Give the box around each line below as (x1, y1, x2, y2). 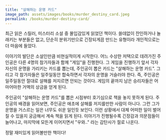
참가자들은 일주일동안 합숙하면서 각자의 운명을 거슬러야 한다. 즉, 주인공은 (19, 72, 160, 78)
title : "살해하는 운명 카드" (5, 7, 57, 12)
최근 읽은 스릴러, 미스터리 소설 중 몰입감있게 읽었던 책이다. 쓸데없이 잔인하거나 (5, 31, 156, 36)
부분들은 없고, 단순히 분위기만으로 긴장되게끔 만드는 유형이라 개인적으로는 (18, 36, 160, 42)
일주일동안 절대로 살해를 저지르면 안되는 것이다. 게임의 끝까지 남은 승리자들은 (5, 78, 154, 84)
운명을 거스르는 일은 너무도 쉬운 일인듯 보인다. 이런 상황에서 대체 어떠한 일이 (5, 107, 152, 113)
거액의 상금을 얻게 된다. (22, 84, 68, 90)
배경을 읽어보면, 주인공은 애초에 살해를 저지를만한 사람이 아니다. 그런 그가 (18, 101, 160, 106)
